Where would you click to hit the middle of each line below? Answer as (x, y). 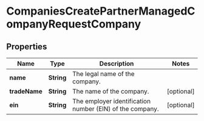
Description (117, 64)
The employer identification (111, 101)
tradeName (26, 91)
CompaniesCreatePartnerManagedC (101, 11)
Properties (27, 47)
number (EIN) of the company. (116, 109)
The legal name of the (104, 74)
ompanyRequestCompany (74, 24)
